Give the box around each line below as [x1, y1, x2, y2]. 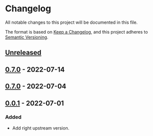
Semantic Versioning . [5, 34, 48, 40]
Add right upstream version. [12, 125, 70, 131]
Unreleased [5, 48, 42, 57]
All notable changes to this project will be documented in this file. [5, 19, 138, 25]
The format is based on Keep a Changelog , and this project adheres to [5, 29, 148, 35]
